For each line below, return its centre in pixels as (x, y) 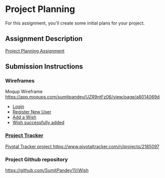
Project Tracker (24, 135)
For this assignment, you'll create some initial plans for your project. (75, 23)
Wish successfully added (38, 122)
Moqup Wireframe (24, 91)
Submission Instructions (44, 67)
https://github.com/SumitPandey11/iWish (47, 170)
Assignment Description (44, 39)
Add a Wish (24, 117)
